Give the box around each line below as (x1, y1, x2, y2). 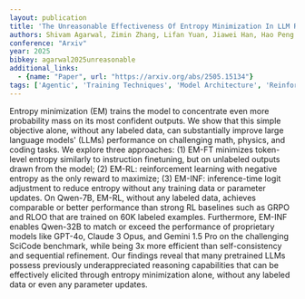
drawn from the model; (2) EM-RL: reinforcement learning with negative (9, 163, 278, 174)
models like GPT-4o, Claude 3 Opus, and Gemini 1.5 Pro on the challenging (9, 230, 289, 241)
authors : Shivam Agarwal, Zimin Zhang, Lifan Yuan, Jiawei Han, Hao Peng (9, 30, 295, 39)
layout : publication (9, 13, 88, 23)
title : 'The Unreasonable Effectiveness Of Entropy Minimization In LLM (9, 22, 290, 31)
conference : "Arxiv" (9, 38, 88, 48)
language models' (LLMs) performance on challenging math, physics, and (9, 134, 286, 145)
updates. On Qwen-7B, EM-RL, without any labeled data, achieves (9, 192, 257, 203)
